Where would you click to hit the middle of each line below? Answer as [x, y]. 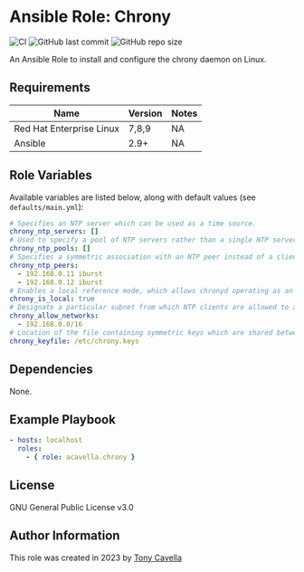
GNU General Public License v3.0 [71, 507]
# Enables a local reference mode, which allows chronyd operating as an [152, 291]
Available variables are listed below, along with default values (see [133, 197]
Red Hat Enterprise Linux [67, 129]
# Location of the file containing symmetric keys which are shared [141, 332]
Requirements [50, 88]
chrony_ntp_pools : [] [50, 249]
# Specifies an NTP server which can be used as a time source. [133, 224]
